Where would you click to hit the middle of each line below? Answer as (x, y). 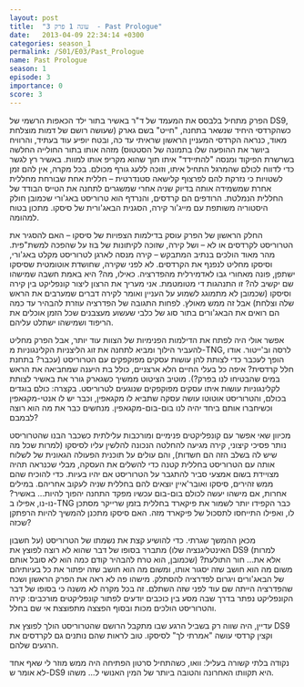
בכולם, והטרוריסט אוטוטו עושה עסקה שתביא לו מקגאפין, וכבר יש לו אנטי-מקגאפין (148, 398)
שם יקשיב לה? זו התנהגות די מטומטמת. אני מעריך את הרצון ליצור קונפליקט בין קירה (152, 283)
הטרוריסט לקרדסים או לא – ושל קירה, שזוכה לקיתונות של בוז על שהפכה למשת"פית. (152, 245)
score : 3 (26, 94)
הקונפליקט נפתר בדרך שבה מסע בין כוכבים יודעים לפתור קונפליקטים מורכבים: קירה (152, 598)
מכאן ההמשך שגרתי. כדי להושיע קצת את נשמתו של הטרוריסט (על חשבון (133, 540)
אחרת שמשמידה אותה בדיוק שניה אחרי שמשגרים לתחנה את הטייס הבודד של (141, 188)
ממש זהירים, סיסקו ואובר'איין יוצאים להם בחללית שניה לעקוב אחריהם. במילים (142, 484)
